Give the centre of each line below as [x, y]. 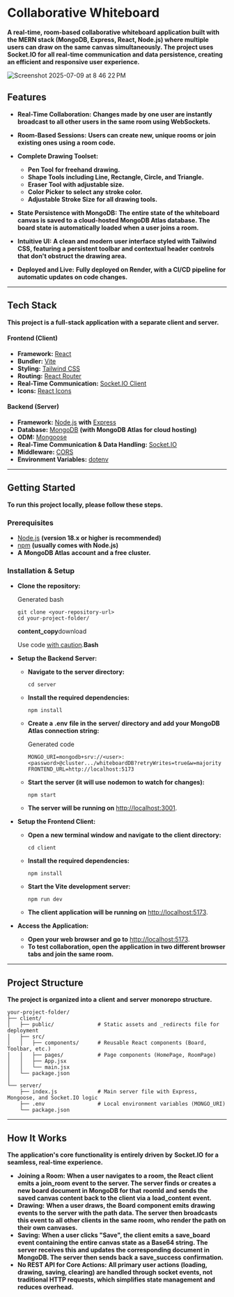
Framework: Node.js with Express [67, 422]
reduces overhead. [46, 1287]
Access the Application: [53, 926]
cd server [42, 685]
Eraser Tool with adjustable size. [76, 184]
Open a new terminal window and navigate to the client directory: [124, 835]
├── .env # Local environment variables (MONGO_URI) [123, 1104]
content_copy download [52, 631]
